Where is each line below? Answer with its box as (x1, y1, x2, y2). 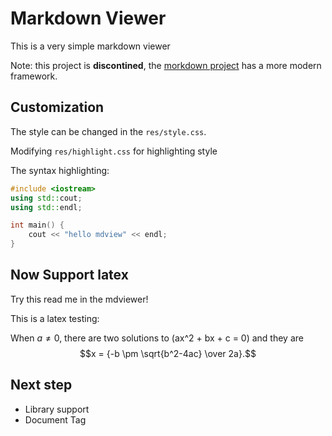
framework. (10, 70, 58, 82)
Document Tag (24, 413, 87, 426)
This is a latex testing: (10, 312, 100, 324)
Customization (10, 99, 105, 116)
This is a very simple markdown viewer (10, 40, 171, 52)
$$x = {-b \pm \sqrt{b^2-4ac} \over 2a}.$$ (79, 347, 257, 359)
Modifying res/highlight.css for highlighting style (10, 145, 218, 157)
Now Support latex (10, 267, 129, 284)
